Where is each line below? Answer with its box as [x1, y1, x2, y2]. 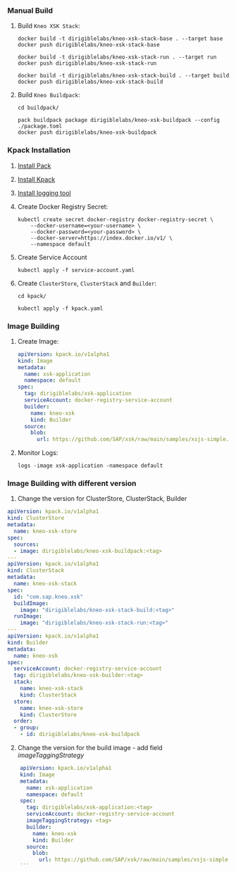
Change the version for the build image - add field [17, 744, 163, 752]
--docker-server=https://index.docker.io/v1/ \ [30, 235, 173, 242]
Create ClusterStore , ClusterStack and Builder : [17, 279, 157, 287]
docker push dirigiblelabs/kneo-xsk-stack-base [17, 42, 160, 49]
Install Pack [17, 161, 51, 170]
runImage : [13, 613, 42, 620]
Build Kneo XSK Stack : [17, 22, 80, 30]
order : [13, 718, 33, 725]
